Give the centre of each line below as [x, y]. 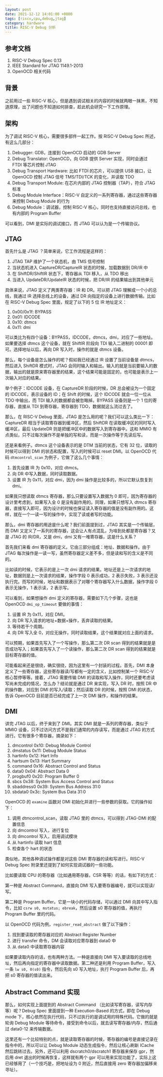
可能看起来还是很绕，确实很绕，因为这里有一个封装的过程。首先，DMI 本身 [80, 666]
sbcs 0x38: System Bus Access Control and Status [63, 782]
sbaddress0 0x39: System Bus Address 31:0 [56, 787]
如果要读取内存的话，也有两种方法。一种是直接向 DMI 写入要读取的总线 [76, 957]
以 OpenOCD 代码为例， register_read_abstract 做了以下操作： [69, 924]
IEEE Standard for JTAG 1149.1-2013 [48, 65]
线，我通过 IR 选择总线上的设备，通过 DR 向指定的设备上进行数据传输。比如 [80, 296]
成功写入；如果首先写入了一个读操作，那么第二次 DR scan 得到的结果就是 [82, 649]
